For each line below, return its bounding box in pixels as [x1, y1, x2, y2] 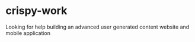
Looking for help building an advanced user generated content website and [5, 23, 190, 30]
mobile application [5, 29, 51, 36]
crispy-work [5, 4, 68, 17]
